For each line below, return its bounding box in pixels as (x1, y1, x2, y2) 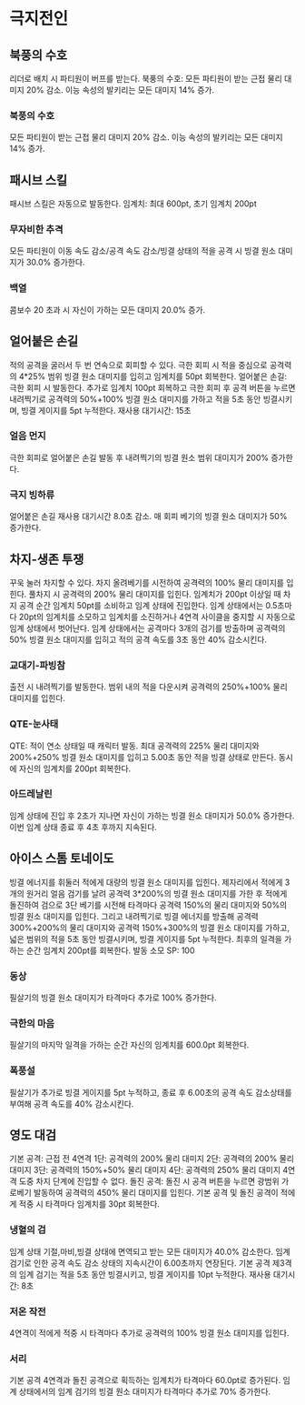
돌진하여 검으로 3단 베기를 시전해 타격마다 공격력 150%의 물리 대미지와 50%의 (9, 899, 288, 910)
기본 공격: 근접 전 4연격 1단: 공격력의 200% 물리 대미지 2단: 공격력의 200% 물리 (9, 1153, 295, 1164)
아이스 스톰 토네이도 (9, 851, 114, 867)
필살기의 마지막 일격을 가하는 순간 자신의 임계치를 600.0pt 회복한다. (9, 1039, 250, 1050)
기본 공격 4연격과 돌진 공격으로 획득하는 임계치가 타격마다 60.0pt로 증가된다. (9, 1375, 281, 1386)
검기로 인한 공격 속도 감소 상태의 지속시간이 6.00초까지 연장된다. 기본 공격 (9, 1257, 271, 1269)
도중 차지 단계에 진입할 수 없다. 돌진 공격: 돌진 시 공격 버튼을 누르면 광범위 (18, 1176, 280, 1187)
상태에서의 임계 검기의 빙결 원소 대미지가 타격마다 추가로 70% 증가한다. (18, 1386, 271, 1397)
